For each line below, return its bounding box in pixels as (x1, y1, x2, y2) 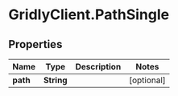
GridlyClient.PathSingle (8, 6, 170, 24)
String (43, 74, 68, 86)
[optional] (128, 74, 167, 86)
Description (75, 62, 122, 72)
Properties (8, 38, 63, 51)
